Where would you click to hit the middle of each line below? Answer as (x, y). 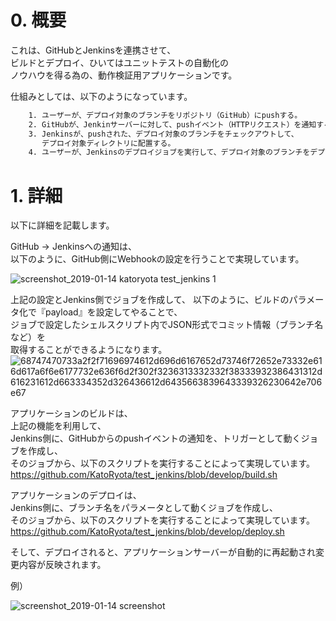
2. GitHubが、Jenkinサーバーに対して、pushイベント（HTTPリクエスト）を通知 (172, 124)
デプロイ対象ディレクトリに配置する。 (108, 143)
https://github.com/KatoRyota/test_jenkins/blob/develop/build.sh (144, 475)
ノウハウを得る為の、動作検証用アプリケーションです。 (124, 75)
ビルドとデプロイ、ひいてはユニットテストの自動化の (120, 62)
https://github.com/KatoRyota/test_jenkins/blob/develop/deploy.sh (147, 532)
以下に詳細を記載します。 (62, 225)
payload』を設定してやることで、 (113, 312)
